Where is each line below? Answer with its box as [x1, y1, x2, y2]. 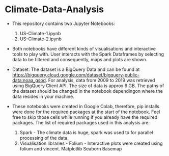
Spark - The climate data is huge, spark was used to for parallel [19, 129, 153, 136]
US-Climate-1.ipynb [19, 30, 61, 36]
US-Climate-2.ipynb [19, 36, 62, 42]
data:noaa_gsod [12, 77, 46, 83]
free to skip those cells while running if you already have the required [12, 114, 158, 120]
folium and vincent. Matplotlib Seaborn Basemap [19, 145, 122, 151]
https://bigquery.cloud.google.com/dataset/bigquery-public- [12, 71, 140, 77]
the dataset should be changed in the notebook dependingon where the [12, 88, 163, 94]
